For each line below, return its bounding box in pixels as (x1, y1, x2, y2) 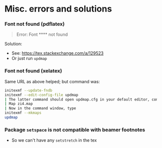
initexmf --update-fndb (4, 88, 53, 93)
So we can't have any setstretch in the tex (11, 137, 97, 143)
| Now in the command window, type (4, 106, 76, 111)
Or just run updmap (11, 56, 47, 61)
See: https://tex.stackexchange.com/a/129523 (11, 50, 104, 56)
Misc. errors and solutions (4, 3, 112, 15)
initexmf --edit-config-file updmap (4, 92, 78, 97)
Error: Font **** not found (16, 31, 68, 37)
